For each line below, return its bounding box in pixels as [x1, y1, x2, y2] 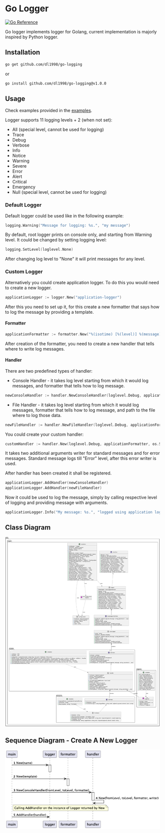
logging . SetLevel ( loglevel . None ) [5, 247, 74, 252]
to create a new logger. [5, 285, 52, 291]
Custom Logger [5, 268, 43, 275]
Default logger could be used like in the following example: [5, 212, 124, 219]
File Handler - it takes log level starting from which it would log [12, 402, 139, 408]
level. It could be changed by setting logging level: [5, 237, 107, 243]
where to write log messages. [5, 346, 65, 352]
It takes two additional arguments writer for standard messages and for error [5, 450, 160, 456]
